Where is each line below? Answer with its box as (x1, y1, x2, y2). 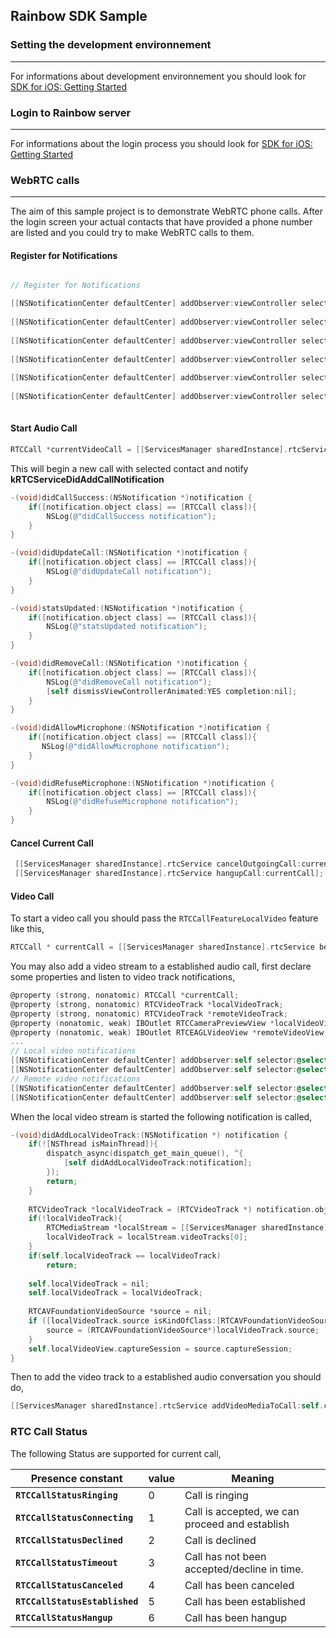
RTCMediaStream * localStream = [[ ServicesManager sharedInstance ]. (46, 1223, 333, 1233)
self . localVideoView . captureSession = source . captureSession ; (28, 1344, 293, 1354)
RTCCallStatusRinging (15, 1489, 118, 1501)
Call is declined (184, 1533, 257, 1547)
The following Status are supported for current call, (10, 1447, 222, 1459)
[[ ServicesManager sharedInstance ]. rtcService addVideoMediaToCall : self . (10, 1401, 325, 1411)
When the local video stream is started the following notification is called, (10, 1110, 313, 1123)
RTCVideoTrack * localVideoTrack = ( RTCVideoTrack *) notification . (28, 1204, 315, 1214)
